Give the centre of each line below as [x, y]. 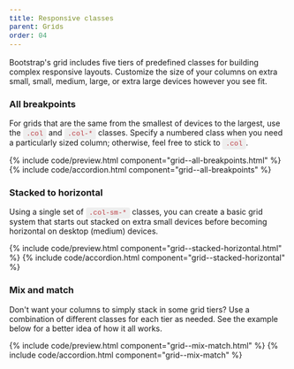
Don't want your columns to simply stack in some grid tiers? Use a [129, 309]
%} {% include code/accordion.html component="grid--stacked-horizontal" [147, 258]
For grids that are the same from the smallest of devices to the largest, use [145, 123]
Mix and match [41, 290]
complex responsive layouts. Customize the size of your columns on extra [143, 72]
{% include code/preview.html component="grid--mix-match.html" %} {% [144, 345]
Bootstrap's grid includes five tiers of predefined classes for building [134, 62]
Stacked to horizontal [56, 192]
